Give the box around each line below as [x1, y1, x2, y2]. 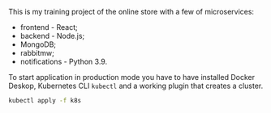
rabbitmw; [19, 48, 54, 57]
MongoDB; [19, 40, 57, 49]
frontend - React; [19, 23, 79, 31]
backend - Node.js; [19, 31, 85, 40]
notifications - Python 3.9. [19, 56, 108, 66]
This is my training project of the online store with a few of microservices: [8, 7, 254, 16]
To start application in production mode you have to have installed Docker [8, 73, 256, 82]
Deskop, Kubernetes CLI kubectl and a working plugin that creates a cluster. [8, 81, 264, 90]
